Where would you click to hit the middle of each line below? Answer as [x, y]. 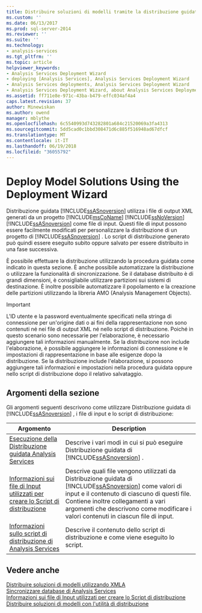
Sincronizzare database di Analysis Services [61, 591]
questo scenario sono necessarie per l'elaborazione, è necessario [88, 335]
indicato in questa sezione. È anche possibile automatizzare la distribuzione [100, 267]
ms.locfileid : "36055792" [38, 152]
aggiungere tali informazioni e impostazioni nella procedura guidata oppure [99, 367]
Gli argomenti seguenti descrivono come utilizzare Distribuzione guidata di [99, 408]
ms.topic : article [29, 62]
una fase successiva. [32, 249]
